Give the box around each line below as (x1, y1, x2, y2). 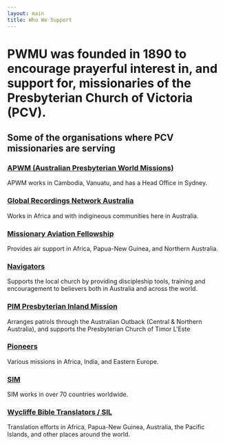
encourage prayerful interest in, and (7, 61, 218, 76)
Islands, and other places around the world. (7, 431, 131, 439)
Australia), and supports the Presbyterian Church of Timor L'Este (7, 325, 191, 333)
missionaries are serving (7, 142, 116, 155)
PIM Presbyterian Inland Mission (7, 302, 118, 312)
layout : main (7, 10, 45, 17)
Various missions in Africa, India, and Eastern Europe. (7, 357, 159, 365)
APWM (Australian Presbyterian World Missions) (7, 163, 174, 173)
